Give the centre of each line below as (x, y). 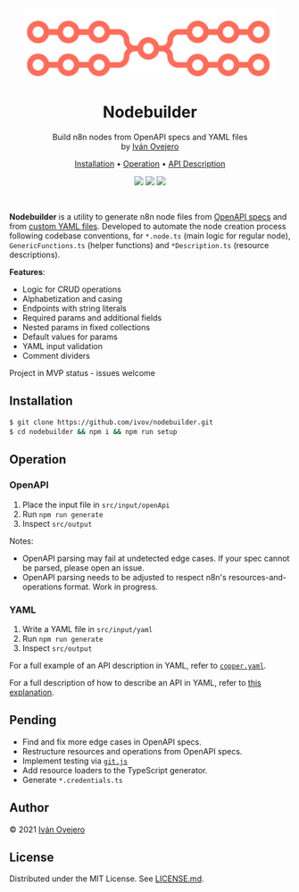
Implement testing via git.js (75, 761)
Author (29, 808)
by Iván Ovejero (150, 146)
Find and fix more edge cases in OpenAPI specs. (112, 742)
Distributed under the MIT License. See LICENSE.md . (107, 879)
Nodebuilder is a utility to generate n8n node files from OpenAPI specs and (148, 216)
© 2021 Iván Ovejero (47, 829)
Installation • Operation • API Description (150, 163)
